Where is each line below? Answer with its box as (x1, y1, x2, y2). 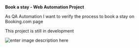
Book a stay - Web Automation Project (5, 4, 84, 10)
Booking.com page (5, 19, 43, 24)
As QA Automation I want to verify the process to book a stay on (5, 14, 135, 19)
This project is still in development (5, 28, 74, 33)
